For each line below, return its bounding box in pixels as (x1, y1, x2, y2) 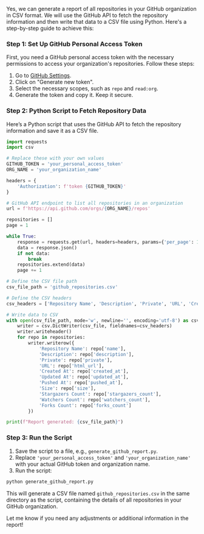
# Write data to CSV (6, 311, 59, 318)
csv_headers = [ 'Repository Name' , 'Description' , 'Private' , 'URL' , (6, 301, 186, 307)
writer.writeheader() (17, 329, 72, 335)
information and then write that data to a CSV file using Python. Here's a (6, 18, 187, 25)
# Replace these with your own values (6, 155, 104, 162)
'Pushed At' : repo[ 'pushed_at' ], (38, 380, 123, 386)
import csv (6, 144, 34, 151)
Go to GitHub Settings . (15, 72, 72, 79)
